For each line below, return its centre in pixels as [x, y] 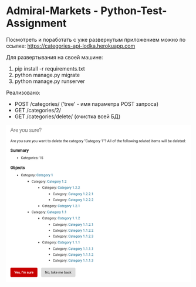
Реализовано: [23, 92]
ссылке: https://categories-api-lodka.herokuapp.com [71, 46]
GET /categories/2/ [38, 110]
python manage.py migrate [47, 75]
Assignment [36, 23]
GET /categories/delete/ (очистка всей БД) [67, 116]
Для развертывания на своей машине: [55, 57]
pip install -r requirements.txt [50, 68]
